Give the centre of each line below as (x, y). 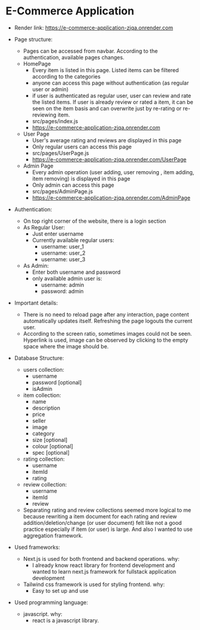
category (43, 433)
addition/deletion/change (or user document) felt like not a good (102, 522)
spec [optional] (51, 452)
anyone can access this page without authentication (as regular (110, 83)
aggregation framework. (53, 535)
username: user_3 (63, 259)
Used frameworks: (37, 547)
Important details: (36, 303)
